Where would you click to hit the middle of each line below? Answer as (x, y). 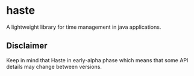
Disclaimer (27, 46)
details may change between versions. (54, 66)
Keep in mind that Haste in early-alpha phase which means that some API (97, 60)
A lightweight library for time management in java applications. (84, 27)
